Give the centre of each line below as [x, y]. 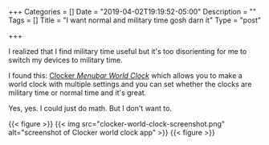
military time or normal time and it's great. [77, 93]
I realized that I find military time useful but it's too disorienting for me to [128, 51]
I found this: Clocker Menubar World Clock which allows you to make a [125, 75]
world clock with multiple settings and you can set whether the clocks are [130, 84]
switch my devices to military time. [65, 60]
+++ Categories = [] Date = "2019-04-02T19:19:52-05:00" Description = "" [132, 12]
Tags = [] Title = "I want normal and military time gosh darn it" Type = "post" [135, 20]
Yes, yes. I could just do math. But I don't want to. [90, 108]
